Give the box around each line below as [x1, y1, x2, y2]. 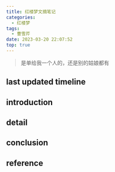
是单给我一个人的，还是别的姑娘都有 [20, 59, 110, 66]
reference [6, 158, 43, 168]
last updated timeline [6, 77, 86, 87]
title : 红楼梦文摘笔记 [6, 8, 56, 15]
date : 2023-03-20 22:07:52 [6, 36, 73, 42]
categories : [6, 14, 36, 20]
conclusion [6, 138, 49, 148]
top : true [6, 42, 31, 48]
